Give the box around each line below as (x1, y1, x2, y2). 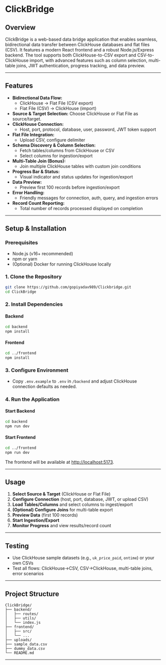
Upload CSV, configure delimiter (19, 137, 85, 143)
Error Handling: (12, 189, 45, 195)
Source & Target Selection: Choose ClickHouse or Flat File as (12, 111, 138, 116)
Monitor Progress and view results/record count (12, 523, 111, 529)
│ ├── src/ (5, 628, 32, 634)
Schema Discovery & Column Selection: (12, 142, 96, 148)
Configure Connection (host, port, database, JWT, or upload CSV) (12, 497, 149, 502)
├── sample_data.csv (5, 642, 48, 647)
